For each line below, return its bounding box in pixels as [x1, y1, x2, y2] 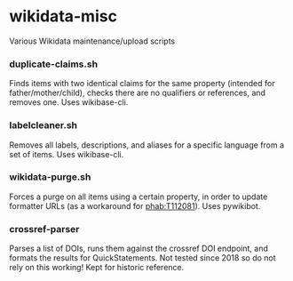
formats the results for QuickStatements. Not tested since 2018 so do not [9, 253, 277, 263]
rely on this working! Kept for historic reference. [9, 262, 185, 273]
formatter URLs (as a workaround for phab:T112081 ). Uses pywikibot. [9, 200, 261, 211]
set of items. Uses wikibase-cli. [9, 149, 124, 159]
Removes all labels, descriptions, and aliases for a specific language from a [9, 140, 285, 150]
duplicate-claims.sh [9, 58, 99, 70]
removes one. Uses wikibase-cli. [9, 97, 129, 108]
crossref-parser [9, 222, 80, 235]
